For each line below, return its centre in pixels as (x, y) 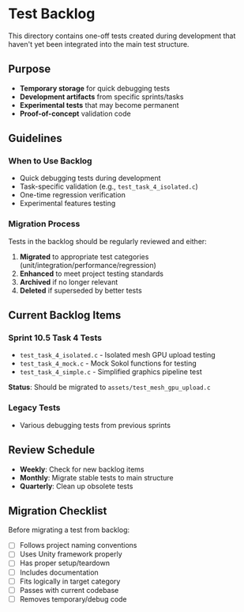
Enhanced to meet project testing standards (92, 273)
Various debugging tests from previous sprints (95, 425)
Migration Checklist (58, 511)
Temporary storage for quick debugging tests (95, 88)
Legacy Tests (34, 407)
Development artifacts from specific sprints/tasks (101, 97)
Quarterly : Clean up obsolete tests (76, 486)
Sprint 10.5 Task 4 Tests (55, 338)
